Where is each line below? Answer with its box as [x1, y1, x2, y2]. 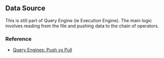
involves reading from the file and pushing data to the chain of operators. [5, 23, 159, 29]
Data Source [5, 4, 45, 13]
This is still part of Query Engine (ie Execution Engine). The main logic [5, 17, 152, 23]
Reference [5, 35, 32, 42]
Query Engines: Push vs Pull [12, 47, 73, 53]
